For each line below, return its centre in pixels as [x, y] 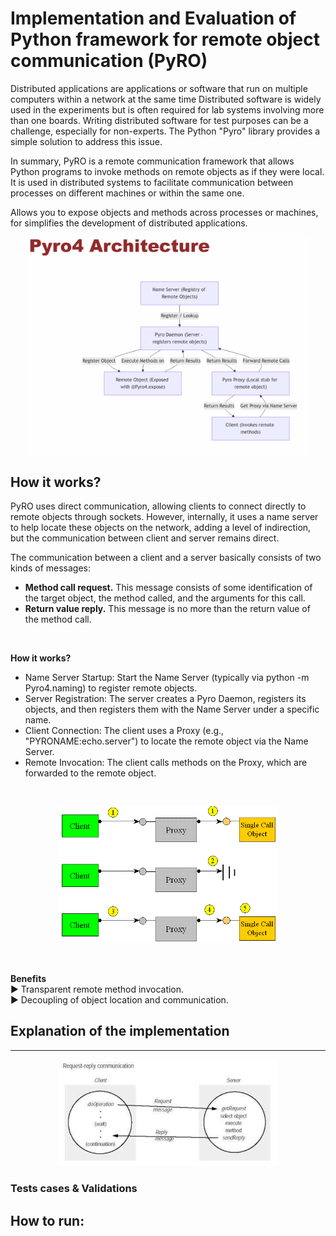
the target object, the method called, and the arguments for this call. [165, 598]
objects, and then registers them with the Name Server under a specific [172, 709]
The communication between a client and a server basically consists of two [166, 557]
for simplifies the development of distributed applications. [129, 223]
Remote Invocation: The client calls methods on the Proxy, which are [166, 762]
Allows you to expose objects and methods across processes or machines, [164, 212]
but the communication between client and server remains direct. [145, 538]
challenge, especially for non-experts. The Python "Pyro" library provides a [165, 131]
